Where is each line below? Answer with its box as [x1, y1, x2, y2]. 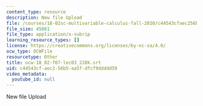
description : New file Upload [6, 15, 83, 21]
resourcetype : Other [6, 54, 59, 60]
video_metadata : [6, 71, 47, 77]
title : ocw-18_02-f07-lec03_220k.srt [6, 59, 101, 65]
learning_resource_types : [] [6, 37, 80, 43]
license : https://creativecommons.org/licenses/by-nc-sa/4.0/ [6, 43, 166, 49]
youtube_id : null [11, 76, 56, 82]
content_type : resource [6, 8, 66, 15]
